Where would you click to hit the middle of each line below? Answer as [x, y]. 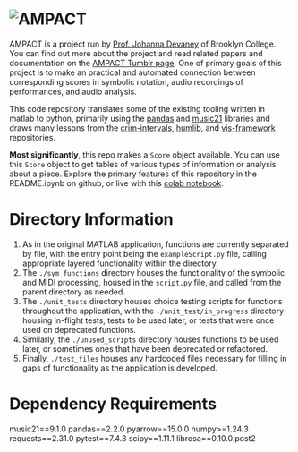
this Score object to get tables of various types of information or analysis [143, 164]
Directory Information [92, 220]
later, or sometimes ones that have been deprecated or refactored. [145, 348]
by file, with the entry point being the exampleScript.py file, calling [144, 253]
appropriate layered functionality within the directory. [120, 263]
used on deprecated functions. [79, 329]
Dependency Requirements [113, 404]
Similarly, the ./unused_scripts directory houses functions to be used [150, 339]
